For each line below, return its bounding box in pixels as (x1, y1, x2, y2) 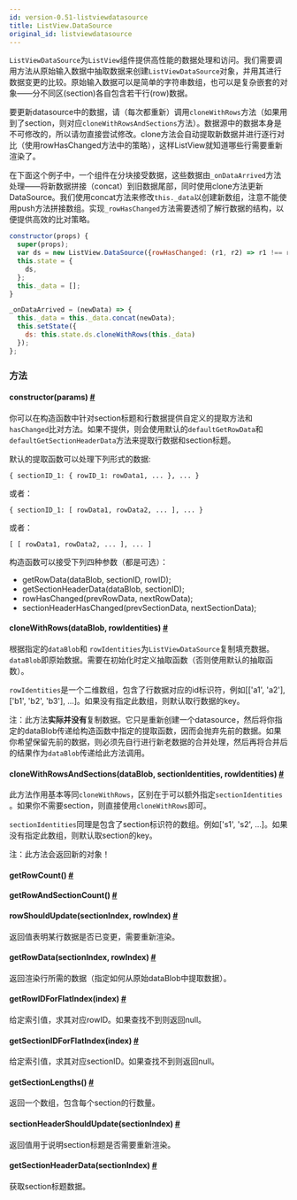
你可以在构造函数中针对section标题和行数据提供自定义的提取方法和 (9, 413, 254, 423)
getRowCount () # (9, 870, 74, 880)
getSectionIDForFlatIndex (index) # (9, 1035, 140, 1046)
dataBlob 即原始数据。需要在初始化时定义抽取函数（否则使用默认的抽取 (9, 654, 266, 665)
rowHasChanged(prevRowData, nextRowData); (21, 592, 194, 603)
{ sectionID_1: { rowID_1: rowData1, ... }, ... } (9, 471, 200, 480)
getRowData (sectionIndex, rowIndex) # (9, 952, 156, 963)
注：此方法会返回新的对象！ (9, 849, 110, 860)
